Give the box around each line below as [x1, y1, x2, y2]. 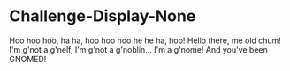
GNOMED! [9, 53, 47, 64]
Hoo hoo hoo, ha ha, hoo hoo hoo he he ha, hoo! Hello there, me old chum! [9, 35, 281, 46]
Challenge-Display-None [9, 6, 196, 26]
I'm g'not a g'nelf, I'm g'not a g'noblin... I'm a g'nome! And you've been [9, 44, 268, 54]
